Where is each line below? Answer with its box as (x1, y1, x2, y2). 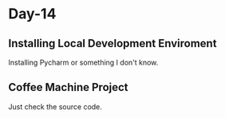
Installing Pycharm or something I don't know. (8, 57, 159, 67)
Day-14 (8, 5, 57, 23)
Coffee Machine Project (8, 81, 129, 94)
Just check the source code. (8, 101, 102, 112)
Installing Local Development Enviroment (8, 37, 217, 50)
